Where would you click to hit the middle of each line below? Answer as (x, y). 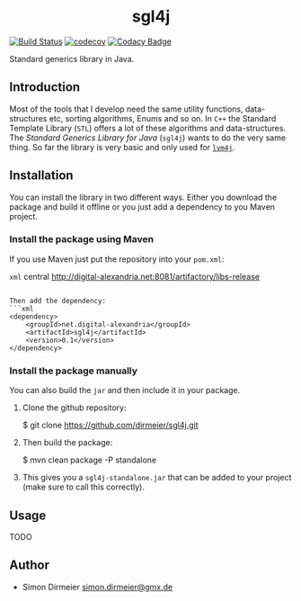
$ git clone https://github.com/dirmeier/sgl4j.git (110, 426)
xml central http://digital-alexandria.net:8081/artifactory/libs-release (135, 276)
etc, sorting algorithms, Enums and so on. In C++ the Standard (163, 118)
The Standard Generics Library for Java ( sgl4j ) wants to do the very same (147, 138)
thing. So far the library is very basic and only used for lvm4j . (122, 147)
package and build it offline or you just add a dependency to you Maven (142, 206)
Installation (41, 176)
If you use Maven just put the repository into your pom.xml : (117, 259)
